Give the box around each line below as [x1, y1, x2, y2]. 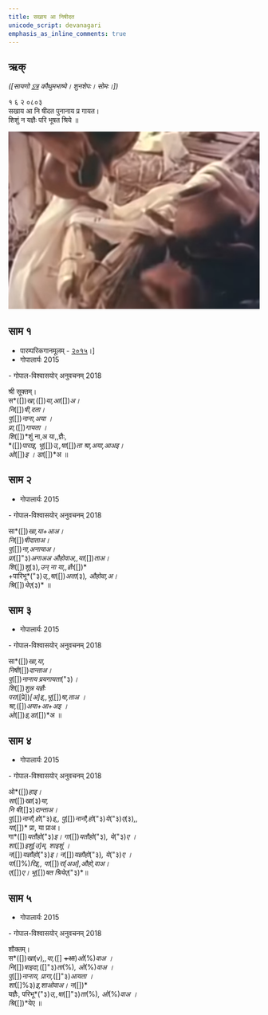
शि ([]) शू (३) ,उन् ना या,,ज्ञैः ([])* [8, 562, 88, 572]
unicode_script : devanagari [8, 21, 102, 30]
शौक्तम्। [8, 944, 30, 954]
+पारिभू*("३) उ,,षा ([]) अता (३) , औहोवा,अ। [8, 571, 118, 580]
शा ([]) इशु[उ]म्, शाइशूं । [8, 841, 70, 851]
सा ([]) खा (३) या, [8, 796, 49, 805]
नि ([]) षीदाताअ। [8, 535, 50, 545]
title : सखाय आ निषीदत [8, 13, 75, 21]
